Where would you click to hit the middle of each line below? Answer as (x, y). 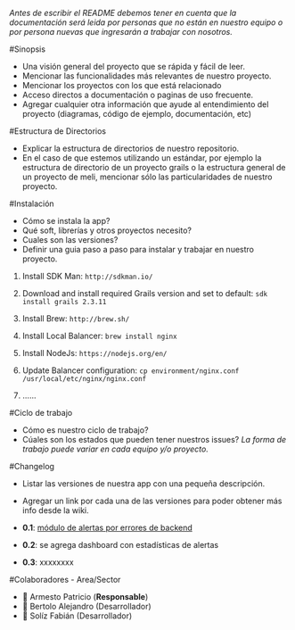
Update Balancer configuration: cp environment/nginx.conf (131, 370)
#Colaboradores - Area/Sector (65, 580)
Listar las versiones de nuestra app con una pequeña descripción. (143, 484)
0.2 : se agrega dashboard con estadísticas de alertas (120, 545)
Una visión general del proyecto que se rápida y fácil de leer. (133, 66)
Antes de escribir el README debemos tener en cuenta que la (123, 13)
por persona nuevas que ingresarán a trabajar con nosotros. (121, 32)
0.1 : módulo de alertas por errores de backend (107, 527)
